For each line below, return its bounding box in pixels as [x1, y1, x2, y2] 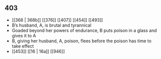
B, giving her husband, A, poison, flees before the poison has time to [11, 38, 152, 44]
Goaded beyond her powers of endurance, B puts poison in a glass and [11, 27, 157, 33]
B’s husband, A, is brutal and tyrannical [11, 22, 92, 28]
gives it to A [11, 32, 37, 38]
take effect [11, 43, 34, 49]
